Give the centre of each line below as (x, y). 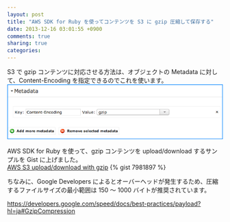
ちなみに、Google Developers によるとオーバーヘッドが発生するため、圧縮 (113, 181)
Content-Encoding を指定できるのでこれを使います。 (93, 80)
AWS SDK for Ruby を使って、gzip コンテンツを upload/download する (106, 151)
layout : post (26, 14)
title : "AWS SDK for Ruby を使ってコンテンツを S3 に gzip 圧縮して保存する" (111, 22)
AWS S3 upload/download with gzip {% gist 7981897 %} (87, 167)
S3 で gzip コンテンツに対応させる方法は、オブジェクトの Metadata (103, 72)
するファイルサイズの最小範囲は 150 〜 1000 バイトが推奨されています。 (109, 190)
